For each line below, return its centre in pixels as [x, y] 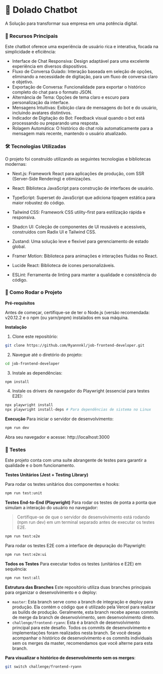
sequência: [16, 569]
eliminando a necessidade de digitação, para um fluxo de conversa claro [85, 77]
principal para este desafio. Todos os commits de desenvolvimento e [81, 627]
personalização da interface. [41, 103]
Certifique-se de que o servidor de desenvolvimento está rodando [83, 517]
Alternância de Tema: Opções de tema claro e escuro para [71, 97]
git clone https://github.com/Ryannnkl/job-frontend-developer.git [75, 345]
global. [19, 246]
